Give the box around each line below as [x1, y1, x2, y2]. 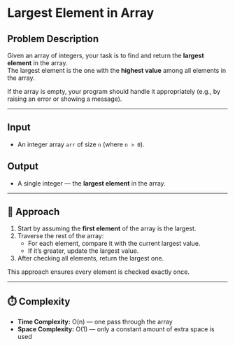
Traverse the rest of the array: [17, 232, 104, 240]
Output [7, 160, 38, 172]
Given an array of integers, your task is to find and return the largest [7, 51, 204, 60]
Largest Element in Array [7, 5, 155, 21]
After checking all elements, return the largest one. [17, 254, 164, 263]
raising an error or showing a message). [7, 95, 122, 103]
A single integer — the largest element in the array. [17, 179, 166, 187]
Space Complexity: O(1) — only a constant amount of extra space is [17, 325, 215, 333]
